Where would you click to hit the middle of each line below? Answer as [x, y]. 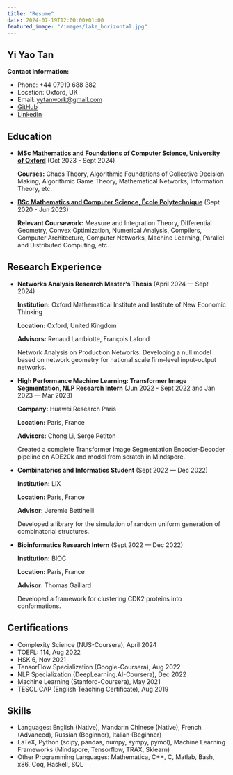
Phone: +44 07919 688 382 [57, 85]
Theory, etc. [35, 189]
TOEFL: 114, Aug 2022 [49, 652]
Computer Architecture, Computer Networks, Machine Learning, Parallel [121, 238]
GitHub [27, 107]
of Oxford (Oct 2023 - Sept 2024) [66, 160]
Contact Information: [38, 72]
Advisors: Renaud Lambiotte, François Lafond [83, 338]
